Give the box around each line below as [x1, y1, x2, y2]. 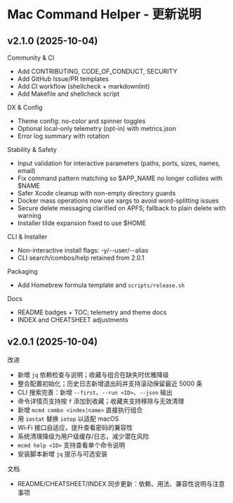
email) [17, 167, 36, 174]
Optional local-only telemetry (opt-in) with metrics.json [17, 125, 177, 132]
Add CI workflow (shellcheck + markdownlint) [17, 82, 150, 90]
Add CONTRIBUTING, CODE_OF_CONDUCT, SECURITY [17, 68, 178, 75]
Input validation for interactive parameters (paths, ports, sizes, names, [17, 159, 221, 167]
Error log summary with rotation [17, 132, 110, 140]
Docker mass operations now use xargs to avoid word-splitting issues [17, 196, 220, 205]
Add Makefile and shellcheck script [17, 89, 120, 98]
